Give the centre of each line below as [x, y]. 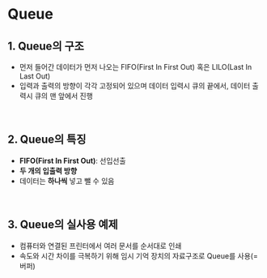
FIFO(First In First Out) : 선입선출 [72, 160]
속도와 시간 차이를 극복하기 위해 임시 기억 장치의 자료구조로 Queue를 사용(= [138, 255]
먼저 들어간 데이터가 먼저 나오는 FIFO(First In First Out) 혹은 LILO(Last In [136, 67]
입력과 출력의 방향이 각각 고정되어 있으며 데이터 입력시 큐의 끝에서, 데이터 [135, 86]
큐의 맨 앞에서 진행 [64, 96]
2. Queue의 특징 [47, 140]
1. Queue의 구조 [46, 46]
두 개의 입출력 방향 [48, 170]
